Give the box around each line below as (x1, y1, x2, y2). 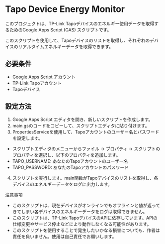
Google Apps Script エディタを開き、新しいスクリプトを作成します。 (12, 116, 153, 122)
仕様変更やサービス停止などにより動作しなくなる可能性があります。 (12, 221, 152, 227)
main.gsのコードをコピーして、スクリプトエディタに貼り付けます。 (12, 122, 150, 128)
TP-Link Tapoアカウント (12, 80, 62, 86)
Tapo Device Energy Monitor (5, 3, 125, 15)
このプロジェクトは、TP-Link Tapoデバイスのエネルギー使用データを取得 (5, 20, 155, 26)
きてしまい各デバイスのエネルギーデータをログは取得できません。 (12, 208, 148, 215)
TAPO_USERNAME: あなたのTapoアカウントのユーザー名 (12, 158, 128, 164)
